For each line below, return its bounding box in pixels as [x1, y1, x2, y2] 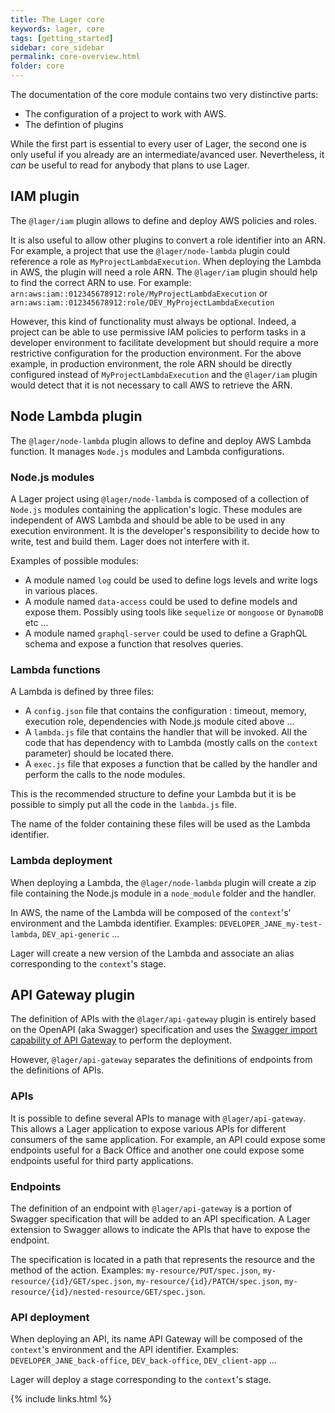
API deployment [10, 1310, 90, 1324]
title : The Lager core [10, 14, 105, 25]
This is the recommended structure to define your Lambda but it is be [10, 788, 297, 800]
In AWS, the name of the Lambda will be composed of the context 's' [10, 906, 292, 918]
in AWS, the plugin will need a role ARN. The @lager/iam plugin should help [10, 266, 318, 278]
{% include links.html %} [10, 1393, 112, 1405]
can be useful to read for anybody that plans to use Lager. [10, 159, 250, 171]
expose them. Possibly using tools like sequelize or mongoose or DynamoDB [24, 606, 324, 618]
